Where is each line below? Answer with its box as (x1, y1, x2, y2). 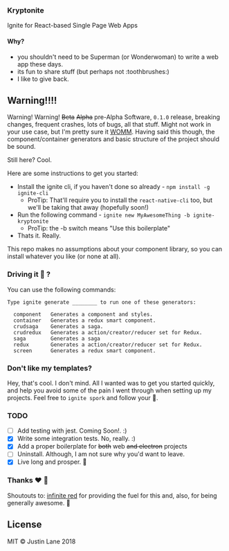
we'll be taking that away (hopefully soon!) (27, 204, 149, 212)
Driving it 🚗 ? (7, 269, 51, 279)
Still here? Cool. (7, 156, 52, 164)
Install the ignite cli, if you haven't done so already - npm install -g (17, 183, 210, 191)
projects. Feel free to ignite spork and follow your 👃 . (7, 393, 158, 401)
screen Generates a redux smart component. (13, 347, 156, 354)
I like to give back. (17, 75, 69, 83)
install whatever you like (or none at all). (7, 252, 121, 261)
